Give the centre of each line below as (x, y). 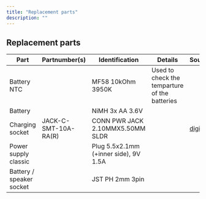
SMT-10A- (59, 128)
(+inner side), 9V (116, 154)
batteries (164, 101)
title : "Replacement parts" (42, 12)
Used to (163, 70)
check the (166, 78)
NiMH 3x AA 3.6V (117, 111)
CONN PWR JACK (118, 121)
